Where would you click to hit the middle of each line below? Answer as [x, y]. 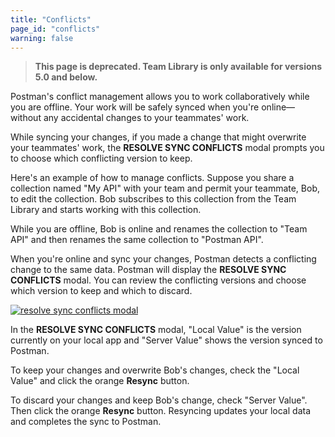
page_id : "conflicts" [55, 29]
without [26, 118]
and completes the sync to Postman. [86, 422]
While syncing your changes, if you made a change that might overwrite [158, 137]
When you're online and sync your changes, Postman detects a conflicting [163, 259]
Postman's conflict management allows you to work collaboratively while [160, 97]
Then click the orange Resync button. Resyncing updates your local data [160, 411]
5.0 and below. [66, 77]
